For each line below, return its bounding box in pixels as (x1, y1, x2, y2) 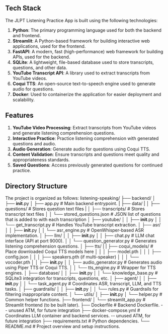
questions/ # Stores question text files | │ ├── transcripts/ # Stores (5, 206, 145, 212)
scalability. (12, 97, 35, 103)
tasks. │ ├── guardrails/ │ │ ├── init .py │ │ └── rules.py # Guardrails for (5, 286, 158, 292)
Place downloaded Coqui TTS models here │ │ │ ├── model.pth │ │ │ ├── (5, 248, 161, 255)
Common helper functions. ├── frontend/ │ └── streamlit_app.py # (5, 297, 146, 303)
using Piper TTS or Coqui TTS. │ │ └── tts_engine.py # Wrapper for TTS (5, 265, 156, 271)
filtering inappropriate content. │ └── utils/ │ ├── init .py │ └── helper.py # (5, 291, 162, 297)
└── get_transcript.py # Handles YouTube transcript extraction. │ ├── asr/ (5, 222, 161, 228)
